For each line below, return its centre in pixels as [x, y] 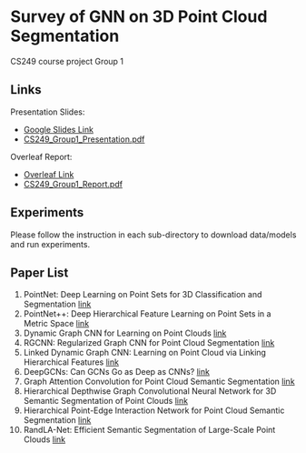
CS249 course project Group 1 [67, 61]
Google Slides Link [59, 129]
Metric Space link [56, 324]
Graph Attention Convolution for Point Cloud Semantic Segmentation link [159, 382]
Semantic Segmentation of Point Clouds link [106, 401]
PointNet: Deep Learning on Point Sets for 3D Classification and [143, 295]
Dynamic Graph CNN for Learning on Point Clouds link [125, 333]
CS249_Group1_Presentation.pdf [84, 139]
